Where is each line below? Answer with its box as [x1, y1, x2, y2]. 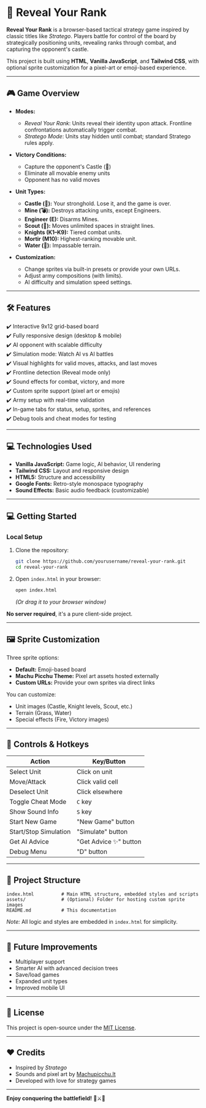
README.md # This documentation [6, 907, 116, 914]
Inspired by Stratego [15, 1064, 67, 1071]
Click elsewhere [76, 787, 123, 796]
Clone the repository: [15, 547, 69, 554]
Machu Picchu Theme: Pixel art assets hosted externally [15, 672, 159, 679]
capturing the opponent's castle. [6, 45, 89, 53]
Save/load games [15, 970, 59, 978]
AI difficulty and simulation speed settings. [24, 278, 132, 286]
